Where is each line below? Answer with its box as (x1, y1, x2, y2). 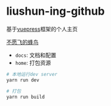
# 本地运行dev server (6, 71, 58, 77)
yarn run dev (6, 77, 40, 83)
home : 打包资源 (15, 59, 51, 66)
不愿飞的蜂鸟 (6, 38, 38, 45)
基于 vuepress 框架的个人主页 (6, 25, 78, 32)
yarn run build (6, 94, 45, 100)
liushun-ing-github (6, 4, 105, 18)
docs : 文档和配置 (15, 51, 57, 59)
